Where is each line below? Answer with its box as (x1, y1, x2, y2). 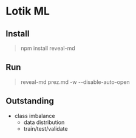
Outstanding (5, 96, 54, 106)
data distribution (23, 119, 65, 126)
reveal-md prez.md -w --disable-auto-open (20, 78, 130, 86)
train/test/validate (23, 125, 68, 132)
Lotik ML (5, 4, 50, 18)
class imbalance (14, 112, 55, 119)
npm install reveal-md (20, 44, 75, 52)
